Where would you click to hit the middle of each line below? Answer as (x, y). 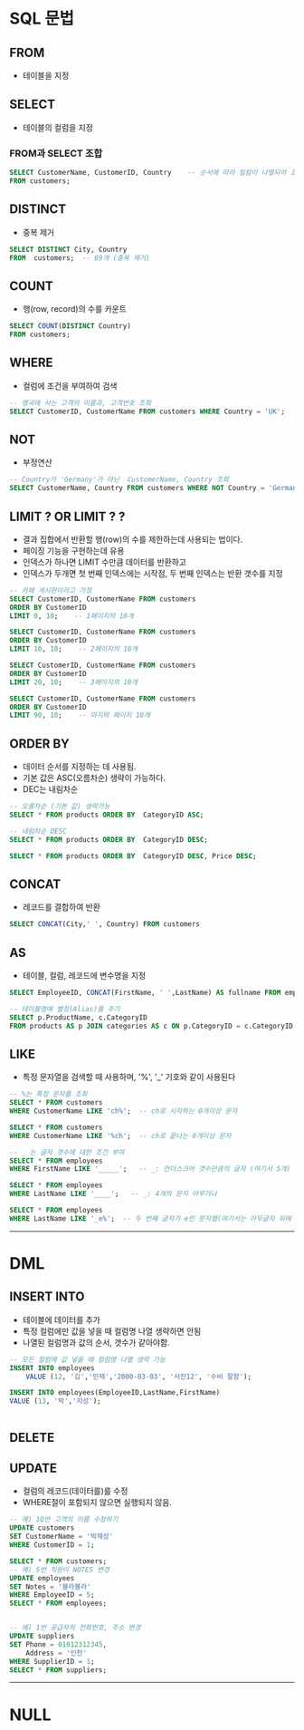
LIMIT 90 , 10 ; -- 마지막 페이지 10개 (80, 715)
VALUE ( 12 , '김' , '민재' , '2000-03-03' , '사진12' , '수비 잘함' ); (138, 1377)
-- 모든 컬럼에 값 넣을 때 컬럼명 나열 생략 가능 (87, 1359)
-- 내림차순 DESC (38, 831)
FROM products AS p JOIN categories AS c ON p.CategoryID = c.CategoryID (152, 1026)
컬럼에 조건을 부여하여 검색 (70, 385)
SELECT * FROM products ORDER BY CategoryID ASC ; (107, 815)
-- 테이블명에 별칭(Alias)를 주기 (65, 1009)
